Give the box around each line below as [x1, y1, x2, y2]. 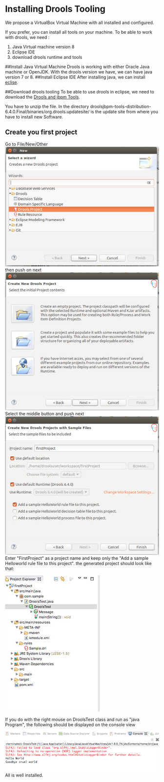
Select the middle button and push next [5, 411, 84, 417]
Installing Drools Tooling [5, 3, 106, 15]
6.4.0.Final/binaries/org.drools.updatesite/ [5, 109, 90, 115]
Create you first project [5, 128, 78, 137]
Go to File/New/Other [5, 141, 48, 147]
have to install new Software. [5, 114, 63, 119]
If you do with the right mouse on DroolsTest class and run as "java [5, 716, 140, 723]
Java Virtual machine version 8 [12, 44, 75, 49]
